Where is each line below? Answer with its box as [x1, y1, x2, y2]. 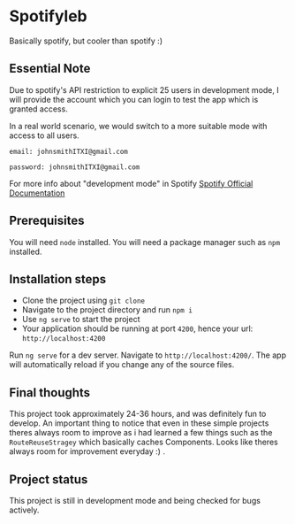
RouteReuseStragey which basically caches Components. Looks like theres [9, 436, 278, 448]
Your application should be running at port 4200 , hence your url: [21, 323, 253, 334]
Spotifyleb [9, 6, 87, 27]
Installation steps [9, 272, 107, 287]
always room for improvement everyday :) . [9, 446, 166, 457]
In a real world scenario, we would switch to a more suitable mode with [9, 120, 268, 131]
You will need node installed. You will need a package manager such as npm [9, 236, 281, 247]
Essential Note [9, 61, 91, 76]
